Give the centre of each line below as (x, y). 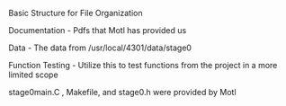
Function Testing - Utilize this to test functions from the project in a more (143, 65)
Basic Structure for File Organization (76, 13)
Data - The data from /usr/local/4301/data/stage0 (100, 48)
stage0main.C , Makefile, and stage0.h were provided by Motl (122, 92)
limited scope (34, 75)
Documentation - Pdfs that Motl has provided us (98, 30)
